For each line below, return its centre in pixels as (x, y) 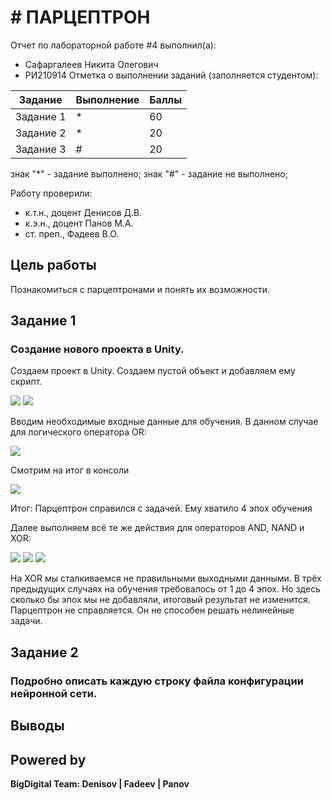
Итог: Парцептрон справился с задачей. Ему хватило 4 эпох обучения (161, 508)
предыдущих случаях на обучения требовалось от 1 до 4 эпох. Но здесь (165, 589)
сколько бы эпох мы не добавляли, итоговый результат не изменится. (160, 600)
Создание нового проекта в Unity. (97, 349)
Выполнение (107, 99)
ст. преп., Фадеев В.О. (72, 233)
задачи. (26, 621)
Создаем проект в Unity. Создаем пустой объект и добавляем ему (153, 371)
